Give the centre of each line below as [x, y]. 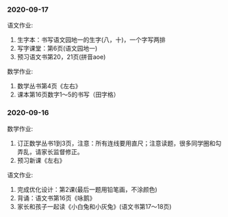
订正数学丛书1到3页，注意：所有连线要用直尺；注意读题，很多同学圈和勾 [119, 143]
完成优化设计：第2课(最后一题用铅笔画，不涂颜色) [87, 189]
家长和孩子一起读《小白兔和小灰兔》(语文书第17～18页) [94, 206]
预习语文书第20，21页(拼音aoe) [61, 57]
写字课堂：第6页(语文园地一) [57, 49]
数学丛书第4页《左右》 [49, 86]
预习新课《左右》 [41, 160]
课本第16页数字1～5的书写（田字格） [68, 94]
